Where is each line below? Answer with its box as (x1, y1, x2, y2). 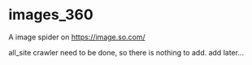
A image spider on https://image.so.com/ (8, 32, 146, 42)
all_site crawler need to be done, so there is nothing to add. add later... (8, 47, 244, 57)
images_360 (8, 6, 93, 24)
